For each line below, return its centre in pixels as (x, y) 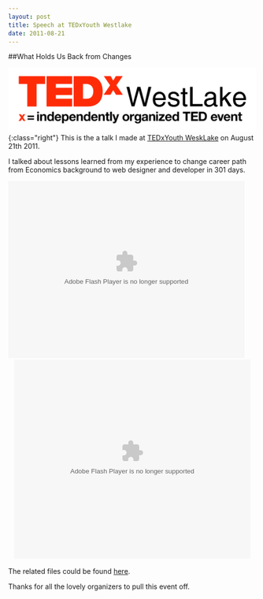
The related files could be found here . (69, 571)
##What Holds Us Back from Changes (70, 57)
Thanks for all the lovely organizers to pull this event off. (99, 586)
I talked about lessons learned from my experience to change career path (127, 161)
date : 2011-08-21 (37, 33)
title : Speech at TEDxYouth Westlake (70, 25)
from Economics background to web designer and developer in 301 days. (127, 169)
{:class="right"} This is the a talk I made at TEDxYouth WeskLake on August (131, 137)
